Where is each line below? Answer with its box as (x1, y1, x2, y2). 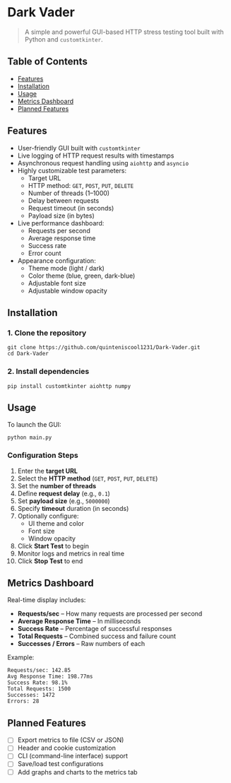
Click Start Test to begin (17, 541, 90, 550)
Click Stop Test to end (17, 556, 83, 565)
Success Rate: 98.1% (7, 679, 69, 686)
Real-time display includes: (7, 596, 86, 604)
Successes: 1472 (7, 692, 55, 699)
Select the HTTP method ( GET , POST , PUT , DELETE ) (17, 474, 158, 483)
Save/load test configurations (17, 760, 104, 768)
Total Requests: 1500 (7, 685, 71, 693)
